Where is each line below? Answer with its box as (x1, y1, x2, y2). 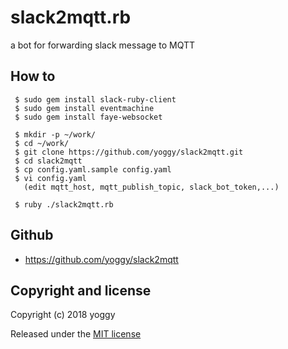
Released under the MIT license (10, 328, 142, 340)
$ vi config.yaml (14, 173, 87, 183)
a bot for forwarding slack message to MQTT (10, 39, 196, 51)
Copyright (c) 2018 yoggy (10, 309, 116, 321)
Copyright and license (10, 282, 152, 299)
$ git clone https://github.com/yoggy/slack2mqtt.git (14, 147, 244, 157)
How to (10, 68, 56, 85)
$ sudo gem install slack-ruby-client (14, 94, 177, 105)
